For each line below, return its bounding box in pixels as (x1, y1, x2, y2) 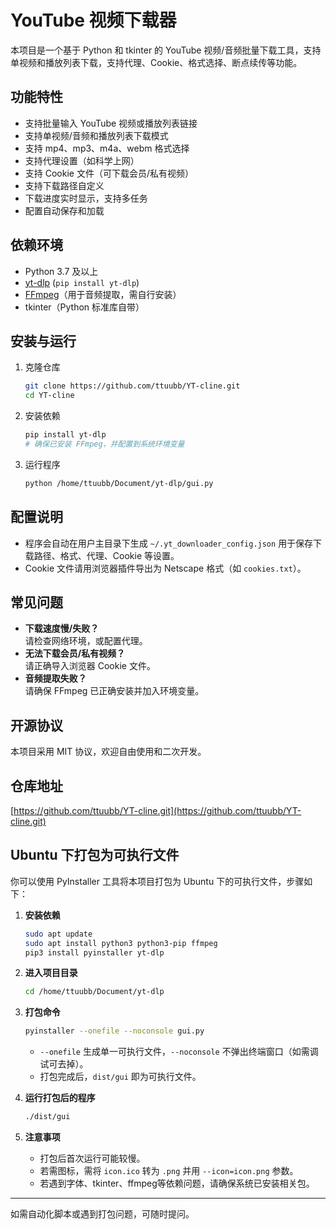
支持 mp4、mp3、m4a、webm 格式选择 (24, 142, 190, 154)
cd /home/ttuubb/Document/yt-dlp (24, 987, 165, 997)
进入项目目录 (24, 967, 78, 979)
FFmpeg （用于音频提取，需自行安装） (24, 288, 182, 300)
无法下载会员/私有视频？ (24, 647, 126, 660)
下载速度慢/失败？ (24, 622, 100, 635)
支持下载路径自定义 (24, 179, 105, 191)
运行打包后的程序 (24, 1092, 96, 1104)
